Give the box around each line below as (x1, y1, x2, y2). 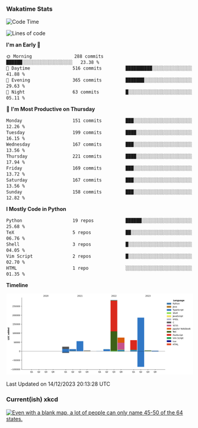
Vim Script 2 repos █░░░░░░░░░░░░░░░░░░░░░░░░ (6, 253, 193, 260)
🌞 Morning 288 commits (6, 53, 104, 59)
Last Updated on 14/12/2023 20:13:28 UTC (6, 380, 111, 388)
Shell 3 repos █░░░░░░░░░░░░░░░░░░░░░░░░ (6, 241, 193, 248)
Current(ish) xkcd (6, 395, 58, 404)
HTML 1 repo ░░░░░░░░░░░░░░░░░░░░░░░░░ (6, 265, 193, 272)
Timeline (6, 282, 28, 289)
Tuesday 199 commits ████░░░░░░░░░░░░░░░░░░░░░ (6, 130, 193, 136)
